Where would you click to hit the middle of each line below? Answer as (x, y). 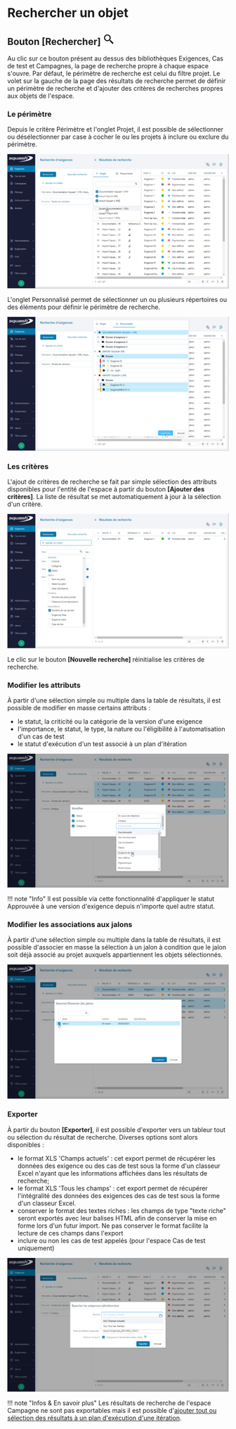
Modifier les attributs (44, 685)
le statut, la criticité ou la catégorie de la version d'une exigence (110, 721)
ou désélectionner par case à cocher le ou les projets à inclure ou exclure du (118, 137)
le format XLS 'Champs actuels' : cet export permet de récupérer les (117, 1158)
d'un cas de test (41, 736)
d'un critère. (25, 504)
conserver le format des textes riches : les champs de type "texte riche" (122, 1210)
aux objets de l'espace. (41, 96)
